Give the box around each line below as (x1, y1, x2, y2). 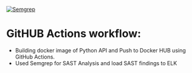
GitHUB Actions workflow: (6, 27, 142, 40)
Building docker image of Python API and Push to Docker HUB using (15, 46, 187, 54)
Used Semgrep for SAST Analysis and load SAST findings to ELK (15, 59, 177, 66)
